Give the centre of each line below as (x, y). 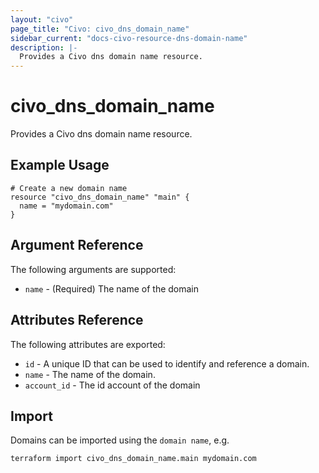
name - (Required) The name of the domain (112, 288)
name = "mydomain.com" (66, 206)
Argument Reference (77, 245)
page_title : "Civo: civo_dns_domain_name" (100, 29)
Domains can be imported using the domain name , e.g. (120, 440)
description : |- (44, 47)
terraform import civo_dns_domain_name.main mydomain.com (133, 459)
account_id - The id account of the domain (112, 385)
